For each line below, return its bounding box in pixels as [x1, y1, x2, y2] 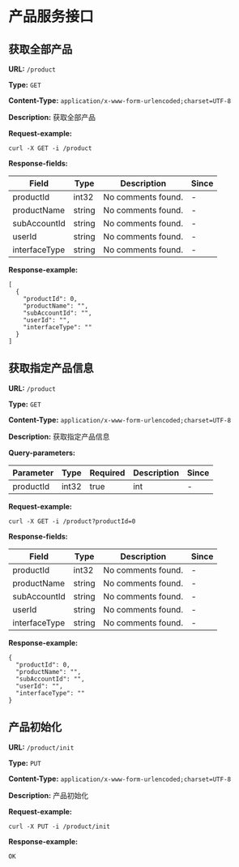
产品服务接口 [8, 7, 95, 26]
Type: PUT [8, 758, 42, 767]
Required [89, 467, 126, 479]
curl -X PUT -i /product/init [8, 822, 111, 831]
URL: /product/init [8, 742, 75, 752]
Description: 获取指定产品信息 [8, 431, 110, 441]
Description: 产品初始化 [8, 790, 89, 800]
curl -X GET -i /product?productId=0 [8, 517, 136, 526]
